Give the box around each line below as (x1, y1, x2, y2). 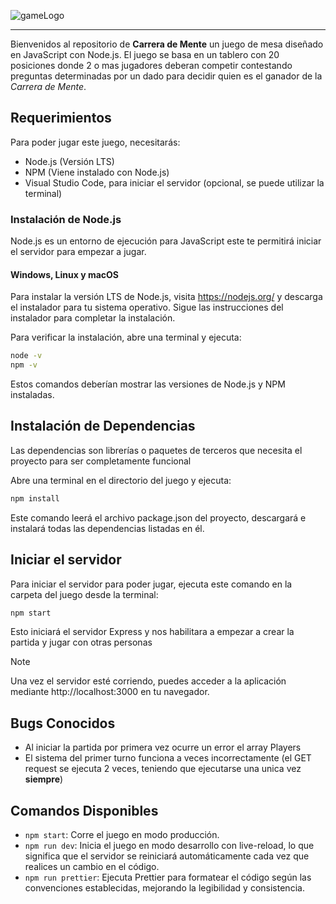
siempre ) (24, 773, 64, 785)
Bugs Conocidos (10, 715, 116, 732)
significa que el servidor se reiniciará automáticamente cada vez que (24, 850, 310, 862)
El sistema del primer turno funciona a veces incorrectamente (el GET (24, 752, 312, 764)
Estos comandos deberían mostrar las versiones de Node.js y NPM (10, 378, 286, 390)
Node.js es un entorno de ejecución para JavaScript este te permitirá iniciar (10, 235, 322, 247)
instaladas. (10, 389, 55, 401)
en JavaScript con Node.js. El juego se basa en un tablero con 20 (10, 49, 280, 60)
